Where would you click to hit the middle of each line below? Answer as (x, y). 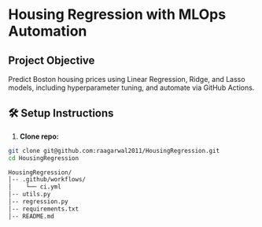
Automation (48, 31)
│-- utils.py (30, 195)
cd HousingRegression (44, 158)
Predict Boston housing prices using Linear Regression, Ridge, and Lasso (127, 79)
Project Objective (52, 60)
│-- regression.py (38, 202)
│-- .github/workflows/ (47, 180)
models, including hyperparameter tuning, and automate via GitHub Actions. (131, 87)
